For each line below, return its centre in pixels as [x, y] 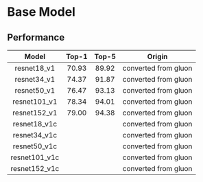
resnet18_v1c [35, 124]
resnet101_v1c [35, 157]
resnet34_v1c [35, 135]
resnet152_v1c [35, 169]
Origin [157, 57]
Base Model [41, 12]
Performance [36, 37]
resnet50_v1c [35, 146]
